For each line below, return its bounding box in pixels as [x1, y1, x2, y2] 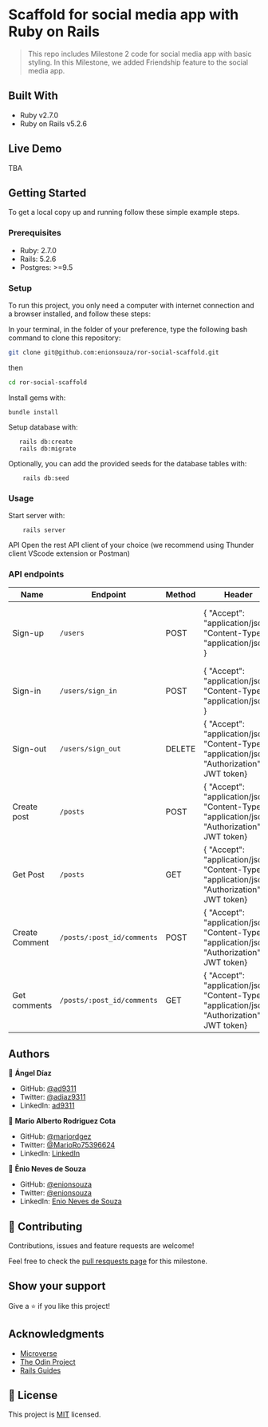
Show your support [8, 1279, 106, 1293]
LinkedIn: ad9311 [19, 1100, 75, 1111]
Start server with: [8, 511, 65, 521]
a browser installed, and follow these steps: [8, 309, 152, 319]
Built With [8, 89, 58, 103]
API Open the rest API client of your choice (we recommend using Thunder [8, 541, 254, 550]
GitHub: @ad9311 [19, 1084, 77, 1093]
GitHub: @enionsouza [19, 1179, 93, 1189]
